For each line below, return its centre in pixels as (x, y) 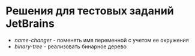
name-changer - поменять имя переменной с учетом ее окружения (102, 40)
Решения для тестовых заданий (90, 11)
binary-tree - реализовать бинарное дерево (70, 46)
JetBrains (30, 24)
